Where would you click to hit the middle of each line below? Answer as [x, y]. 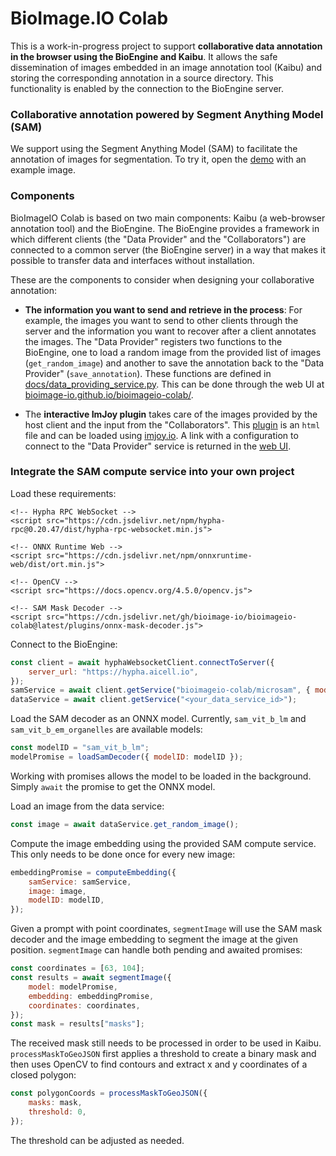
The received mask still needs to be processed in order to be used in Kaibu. [166, 1043]
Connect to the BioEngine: [64, 644]
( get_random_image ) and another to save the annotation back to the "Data [174, 363]
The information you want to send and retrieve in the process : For [163, 309]
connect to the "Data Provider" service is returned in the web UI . [158, 446]
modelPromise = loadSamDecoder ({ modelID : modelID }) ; [127, 757]
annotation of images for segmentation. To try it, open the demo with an [158, 159]
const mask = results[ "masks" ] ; [77, 1024]
